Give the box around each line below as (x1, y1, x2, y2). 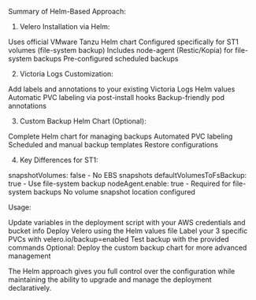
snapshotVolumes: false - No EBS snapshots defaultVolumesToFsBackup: (8, 171, 247, 180)
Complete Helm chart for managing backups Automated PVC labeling (8, 131, 233, 141)
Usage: (8, 202, 32, 212)
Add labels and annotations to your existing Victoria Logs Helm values (8, 84, 236, 94)
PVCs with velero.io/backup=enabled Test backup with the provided (8, 235, 230, 243)
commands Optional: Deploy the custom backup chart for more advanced (8, 243, 247, 252)
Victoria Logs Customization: (19, 69, 114, 78)
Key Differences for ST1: (19, 155, 98, 165)
